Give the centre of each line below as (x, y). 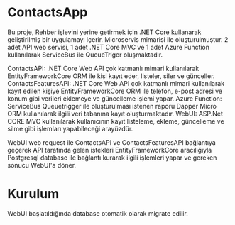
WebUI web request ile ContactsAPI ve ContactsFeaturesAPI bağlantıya (112, 142)
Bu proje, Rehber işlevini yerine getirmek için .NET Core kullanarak (104, 32)
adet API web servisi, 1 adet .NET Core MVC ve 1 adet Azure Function (109, 47)
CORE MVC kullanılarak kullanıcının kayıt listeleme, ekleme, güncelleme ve (116, 121)
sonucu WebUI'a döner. (42, 165)
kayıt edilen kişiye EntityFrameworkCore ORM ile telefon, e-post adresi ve (115, 91)
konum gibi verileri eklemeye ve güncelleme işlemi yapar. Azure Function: (115, 98)
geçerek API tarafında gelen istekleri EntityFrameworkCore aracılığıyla (110, 150)
